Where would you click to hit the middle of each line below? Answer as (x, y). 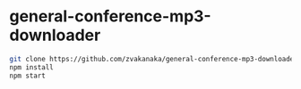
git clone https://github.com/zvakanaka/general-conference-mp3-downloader (154, 59)
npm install (31, 67)
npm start (28, 76)
